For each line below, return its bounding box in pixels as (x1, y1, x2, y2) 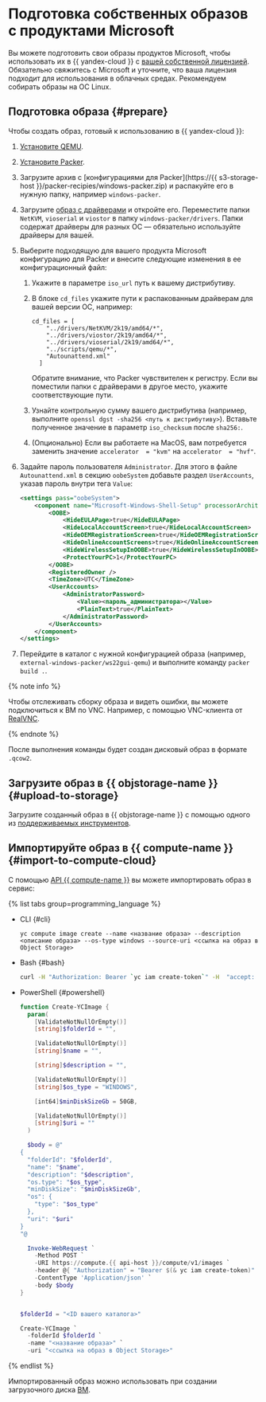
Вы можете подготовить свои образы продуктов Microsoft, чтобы (8, 48, 231, 57)
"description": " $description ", (27, 1170, 134, 1179)
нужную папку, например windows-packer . (19, 189, 161, 199)
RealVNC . (8, 714, 40, 723)
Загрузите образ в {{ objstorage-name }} (8, 776, 218, 789)
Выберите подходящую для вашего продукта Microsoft (19, 245, 207, 255)
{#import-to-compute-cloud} (8, 854, 157, 867)
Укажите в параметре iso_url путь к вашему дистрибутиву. (31, 278, 236, 288)
